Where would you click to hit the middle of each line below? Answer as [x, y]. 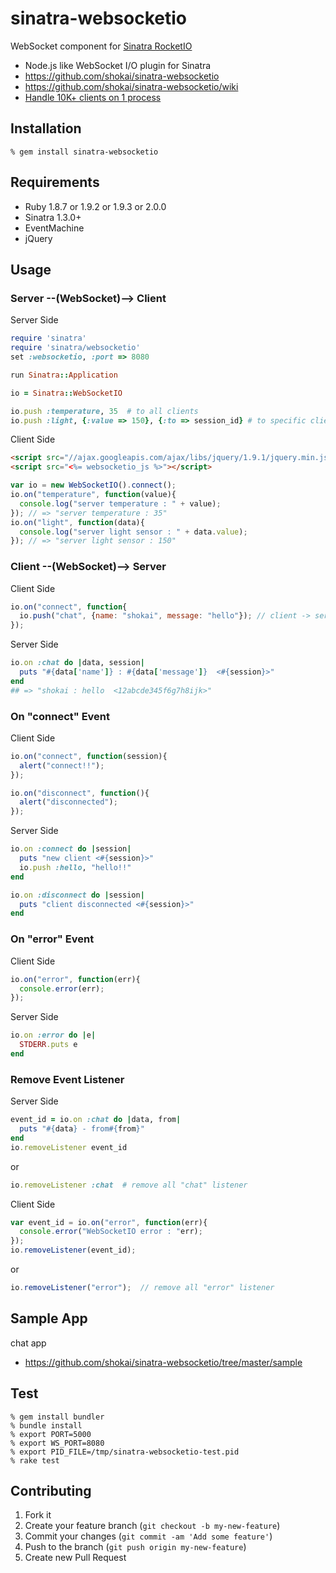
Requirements [55, 182]
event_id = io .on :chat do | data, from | [96, 1120]
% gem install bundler [57, 1417]
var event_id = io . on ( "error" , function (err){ [109, 1222]
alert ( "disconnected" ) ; [68, 802]
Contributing [51, 1490]
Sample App [49, 1318]
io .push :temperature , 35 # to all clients [104, 411]
